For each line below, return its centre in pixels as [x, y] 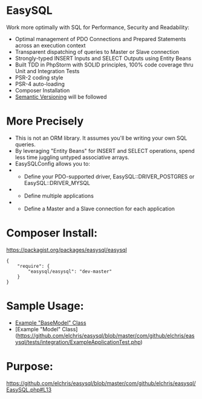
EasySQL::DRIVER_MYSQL [57, 183]
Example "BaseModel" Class [50, 323]
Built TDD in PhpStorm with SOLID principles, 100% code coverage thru [104, 65]
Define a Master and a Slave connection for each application [99, 209]
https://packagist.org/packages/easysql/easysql [67, 250]
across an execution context [50, 45]
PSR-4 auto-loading [40, 84]
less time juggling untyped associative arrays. [72, 157]
